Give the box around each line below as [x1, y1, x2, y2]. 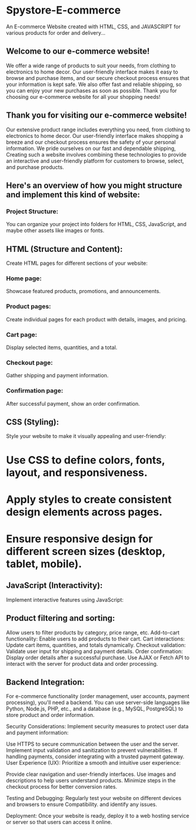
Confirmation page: [6, 387, 64, 395]
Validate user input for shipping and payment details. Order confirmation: [6, 648, 184, 655]
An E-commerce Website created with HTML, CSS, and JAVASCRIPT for [6, 23, 181, 30]
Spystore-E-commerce [6, 4, 121, 17]
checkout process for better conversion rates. [6, 783, 118, 791]
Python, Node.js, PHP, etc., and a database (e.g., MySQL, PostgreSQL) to [6, 705, 184, 712]
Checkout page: [6, 358, 53, 367]
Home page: [6, 274, 42, 283]
